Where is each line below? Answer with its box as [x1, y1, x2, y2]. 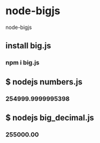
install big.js [5, 41, 51, 51]
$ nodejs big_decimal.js [5, 112, 95, 122]
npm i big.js [5, 58, 39, 67]
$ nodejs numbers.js [5, 77, 83, 87]
